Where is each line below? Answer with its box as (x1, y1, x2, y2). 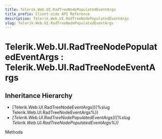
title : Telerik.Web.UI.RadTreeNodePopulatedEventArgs (5, 7, 116, 12)
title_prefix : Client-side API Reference (5, 12, 90, 16)
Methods (5, 129, 23, 135)
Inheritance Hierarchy (5, 92, 73, 100)
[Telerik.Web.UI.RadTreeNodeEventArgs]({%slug (12, 105, 110, 110)
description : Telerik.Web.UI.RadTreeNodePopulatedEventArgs (5, 16, 130, 21)
